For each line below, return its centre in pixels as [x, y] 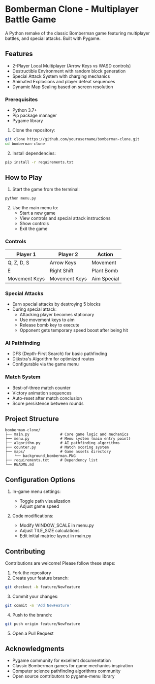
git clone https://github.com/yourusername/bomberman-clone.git [72, 139]
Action [106, 254]
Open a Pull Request [33, 633]
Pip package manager [34, 115]
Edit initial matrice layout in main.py [55, 536]
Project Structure [32, 419]
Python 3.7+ [25, 110]
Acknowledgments [35, 649]
